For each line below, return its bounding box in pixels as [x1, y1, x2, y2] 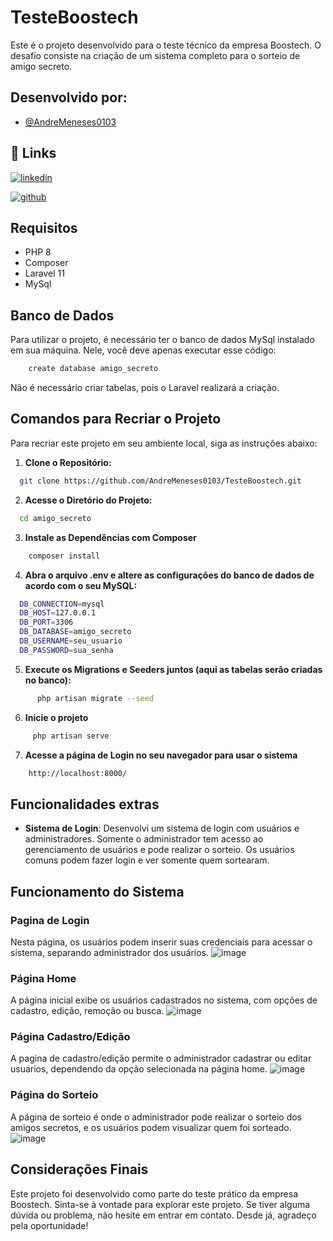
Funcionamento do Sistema [10, 883, 185, 900]
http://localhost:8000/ [28, 768, 128, 778]
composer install [28, 551, 101, 561]
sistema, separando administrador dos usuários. [10, 946, 210, 958]
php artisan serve [32, 731, 110, 741]
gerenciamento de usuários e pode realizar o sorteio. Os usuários [24, 844, 295, 856]
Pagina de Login [10, 913, 90, 927]
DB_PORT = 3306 [19, 617, 74, 628]
